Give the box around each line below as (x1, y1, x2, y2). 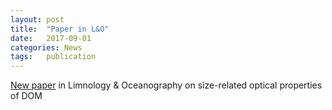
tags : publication (10, 52, 97, 62)
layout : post (10, 14, 65, 25)
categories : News (10, 42, 83, 53)
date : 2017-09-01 (10, 33, 92, 43)
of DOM (10, 90, 43, 102)
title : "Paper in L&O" (10, 24, 110, 34)
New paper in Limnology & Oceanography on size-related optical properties (10, 79, 323, 91)
